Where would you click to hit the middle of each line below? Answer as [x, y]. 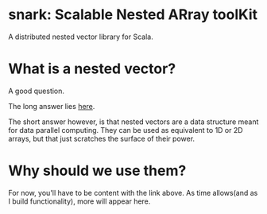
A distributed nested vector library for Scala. [81, 37]
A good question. [37, 91]
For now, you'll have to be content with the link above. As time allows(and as [133, 193]
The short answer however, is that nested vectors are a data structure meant [133, 122]
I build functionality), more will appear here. [79, 201]
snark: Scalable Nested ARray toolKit [133, 15]
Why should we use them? [97, 171]
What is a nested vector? [92, 69]
